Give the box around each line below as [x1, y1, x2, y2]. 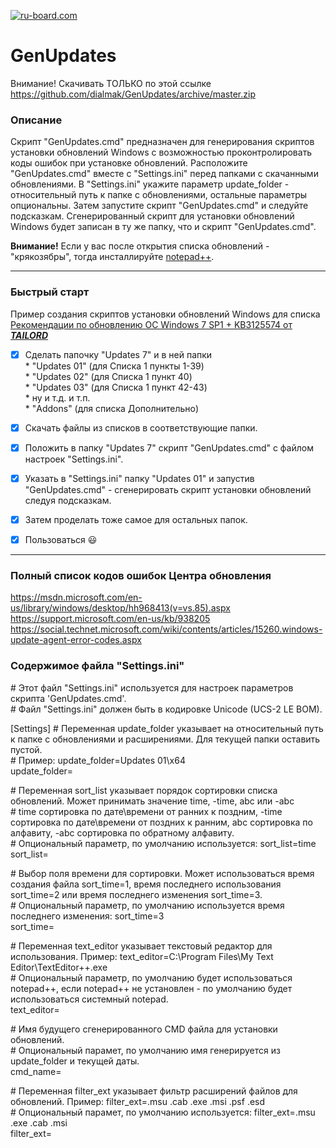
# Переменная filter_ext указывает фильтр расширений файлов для [10, 1085, 298, 1097]
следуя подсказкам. [24, 494, 112, 506]
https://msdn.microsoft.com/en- [10, 591, 143, 604]
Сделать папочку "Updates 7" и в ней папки [24, 348, 213, 360]
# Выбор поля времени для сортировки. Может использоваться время [10, 867, 315, 879]
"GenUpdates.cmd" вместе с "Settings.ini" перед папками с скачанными [10, 168, 319, 180]
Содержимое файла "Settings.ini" [10, 659, 185, 673]
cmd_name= [10, 1065, 62, 1077]
